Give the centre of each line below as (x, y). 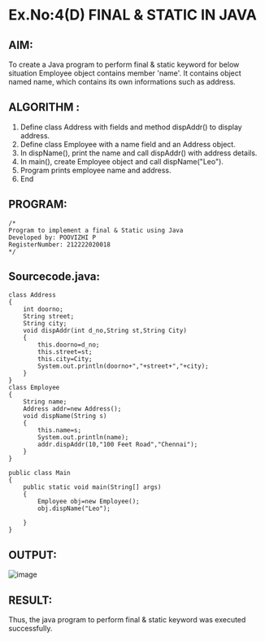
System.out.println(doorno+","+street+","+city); (123, 366)
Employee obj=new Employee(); (89, 502)
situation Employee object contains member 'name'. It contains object (125, 73)
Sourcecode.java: (54, 277)
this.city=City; (65, 360)
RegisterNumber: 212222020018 (60, 244)
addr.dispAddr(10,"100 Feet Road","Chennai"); (118, 445)
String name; (45, 402)
